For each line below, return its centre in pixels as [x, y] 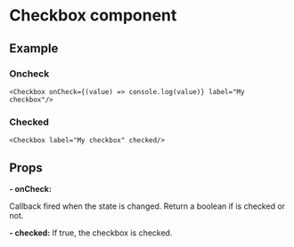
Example [34, 48]
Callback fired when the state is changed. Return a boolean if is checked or [147, 206]
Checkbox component [93, 16]
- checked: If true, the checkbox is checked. [91, 233]
